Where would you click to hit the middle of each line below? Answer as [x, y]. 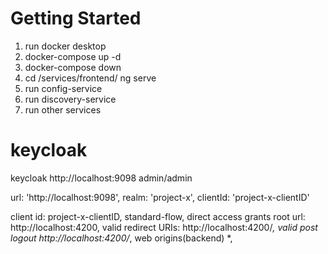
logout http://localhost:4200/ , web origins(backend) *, [121, 238]
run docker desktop [65, 46]
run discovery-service [70, 99]
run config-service [63, 88]
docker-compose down [73, 67]
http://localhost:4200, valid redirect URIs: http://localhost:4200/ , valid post [164, 227]
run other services [63, 109]
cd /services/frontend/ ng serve [90, 78]
